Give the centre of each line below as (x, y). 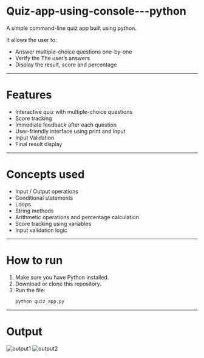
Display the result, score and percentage (66, 65)
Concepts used (46, 174)
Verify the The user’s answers (52, 58)
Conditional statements (44, 198)
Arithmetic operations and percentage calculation (77, 217)
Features (29, 95)
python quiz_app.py (40, 301)
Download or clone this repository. (58, 284)
